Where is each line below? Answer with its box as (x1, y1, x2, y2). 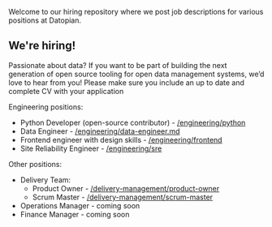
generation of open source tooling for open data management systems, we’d (8, 69, 265, 79)
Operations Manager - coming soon (19, 200, 140, 210)
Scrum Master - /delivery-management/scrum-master (32, 192, 214, 202)
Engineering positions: (8, 101, 84, 112)
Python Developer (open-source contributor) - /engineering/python (19, 118, 246, 127)
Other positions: (8, 159, 63, 169)
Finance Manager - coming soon (19, 209, 130, 219)
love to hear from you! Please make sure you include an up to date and (8, 77, 245, 88)
